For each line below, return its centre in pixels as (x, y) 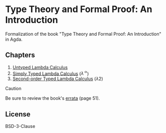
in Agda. (14, 39)
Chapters (20, 55)
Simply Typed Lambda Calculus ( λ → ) (51, 73)
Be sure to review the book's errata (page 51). (53, 98)
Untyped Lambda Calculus (40, 67)
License (18, 114)
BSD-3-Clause (20, 126)
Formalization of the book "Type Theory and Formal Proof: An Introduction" (84, 34)
